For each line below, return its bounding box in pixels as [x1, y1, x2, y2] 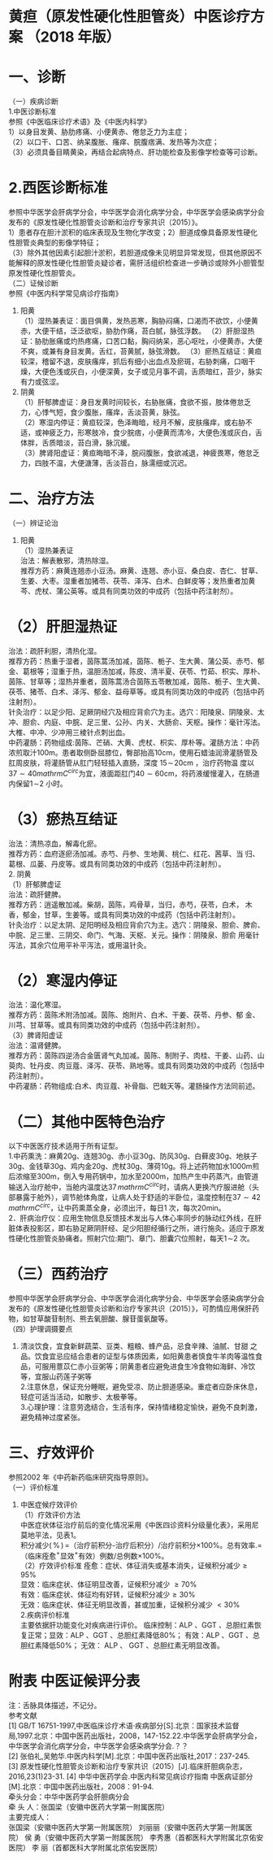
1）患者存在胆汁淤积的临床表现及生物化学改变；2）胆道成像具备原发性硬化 [8, 228, 258, 237]
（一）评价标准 [8, 1482, 58, 1492]
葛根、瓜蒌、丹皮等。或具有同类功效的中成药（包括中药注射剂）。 [8, 858, 226, 868]
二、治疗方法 [8, 489, 95, 508]
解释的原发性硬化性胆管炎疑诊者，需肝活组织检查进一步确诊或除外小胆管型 [15, 258, 265, 268]
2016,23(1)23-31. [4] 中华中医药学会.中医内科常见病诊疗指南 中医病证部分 [8, 1771, 253, 1781]
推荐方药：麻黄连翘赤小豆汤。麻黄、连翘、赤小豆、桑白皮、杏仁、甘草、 [19, 566, 262, 576]
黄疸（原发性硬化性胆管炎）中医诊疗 [8, 7, 251, 26]
